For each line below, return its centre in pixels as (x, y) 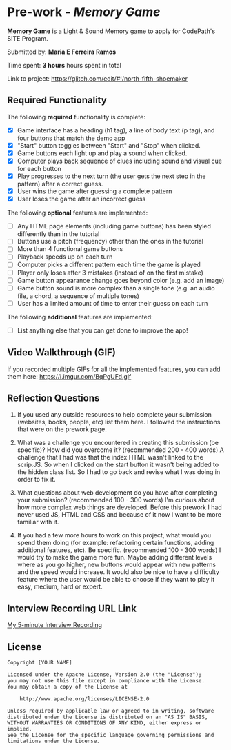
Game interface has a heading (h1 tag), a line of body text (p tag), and (116, 130)
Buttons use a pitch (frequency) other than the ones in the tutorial (110, 241)
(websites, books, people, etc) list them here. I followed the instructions (119, 422)
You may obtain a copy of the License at (68, 687)
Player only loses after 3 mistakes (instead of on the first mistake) (110, 273)
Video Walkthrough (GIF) (61, 353)
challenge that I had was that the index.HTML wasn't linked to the (110, 457)
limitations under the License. (53, 741)
